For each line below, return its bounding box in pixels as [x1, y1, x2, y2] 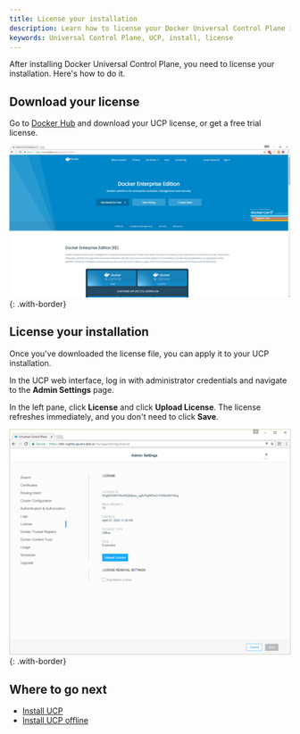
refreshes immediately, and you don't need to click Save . [9, 411, 219, 421]
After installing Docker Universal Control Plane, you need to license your [9, 59, 275, 70]
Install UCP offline [21, 715, 89, 726]
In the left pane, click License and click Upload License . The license [9, 402, 262, 413]
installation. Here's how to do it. [9, 68, 126, 79]
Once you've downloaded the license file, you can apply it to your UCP [9, 348, 270, 359]
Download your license [9, 94, 140, 109]
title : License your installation [9, 14, 138, 23]
